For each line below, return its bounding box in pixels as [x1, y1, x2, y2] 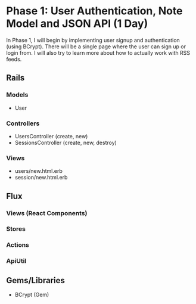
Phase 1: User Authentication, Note [6, 4, 183, 18]
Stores [6, 225, 26, 233]
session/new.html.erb [14, 174, 68, 181]
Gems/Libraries [6, 275, 66, 286]
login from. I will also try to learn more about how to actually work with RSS [6, 49, 191, 56]
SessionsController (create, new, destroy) [14, 139, 117, 146]
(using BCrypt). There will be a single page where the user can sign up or [6, 43, 186, 50]
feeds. [6, 55, 22, 63]
